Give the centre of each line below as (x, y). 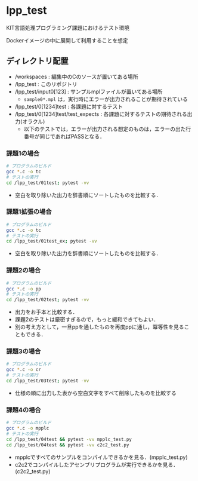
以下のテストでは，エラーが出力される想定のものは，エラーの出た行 (107, 128)
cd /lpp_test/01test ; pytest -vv (48, 183)
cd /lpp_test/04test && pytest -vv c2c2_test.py (68, 445)
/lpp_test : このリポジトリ (46, 84)
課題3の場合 (24, 351)
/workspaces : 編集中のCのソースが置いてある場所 (76, 76)
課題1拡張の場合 (29, 212)
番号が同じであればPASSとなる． (64, 136)
